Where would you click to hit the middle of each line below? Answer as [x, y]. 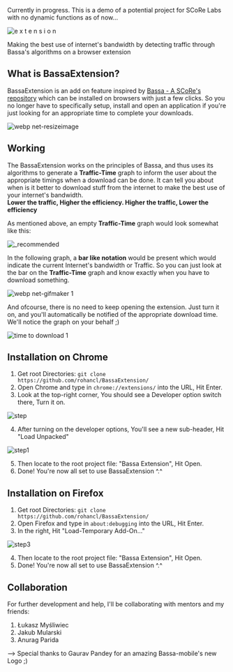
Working [26, 148]
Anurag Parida [38, 640]
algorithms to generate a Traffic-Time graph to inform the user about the [112, 172]
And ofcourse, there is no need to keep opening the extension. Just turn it [113, 307]
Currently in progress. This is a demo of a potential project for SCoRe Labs [114, 10]
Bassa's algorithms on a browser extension [69, 52]
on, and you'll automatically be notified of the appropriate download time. [113, 314]
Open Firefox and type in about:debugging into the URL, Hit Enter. [111, 523]
